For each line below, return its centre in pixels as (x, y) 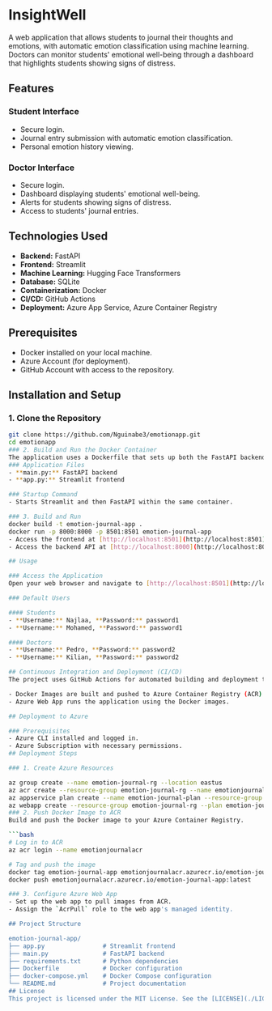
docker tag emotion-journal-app (63, 872)
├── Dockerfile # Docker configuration (96, 969)
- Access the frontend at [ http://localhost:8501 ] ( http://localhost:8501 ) (137, 539)
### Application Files (47, 465)
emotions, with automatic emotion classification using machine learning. (129, 45)
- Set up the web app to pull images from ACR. (90, 902)
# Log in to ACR (36, 843)
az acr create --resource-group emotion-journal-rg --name (110, 790)
